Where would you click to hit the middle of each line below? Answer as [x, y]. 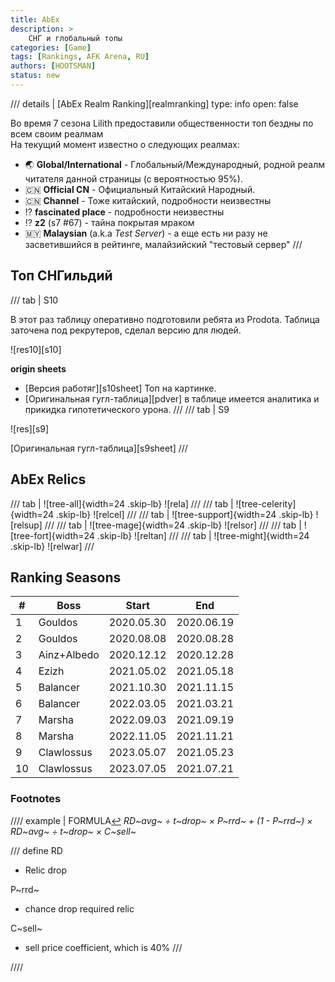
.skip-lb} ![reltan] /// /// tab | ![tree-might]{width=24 [203, 535]
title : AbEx [35, 19]
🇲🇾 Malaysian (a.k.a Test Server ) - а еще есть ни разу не [146, 233]
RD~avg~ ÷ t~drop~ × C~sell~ [73, 831]
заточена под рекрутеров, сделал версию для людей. [126, 330]
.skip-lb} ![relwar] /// [52, 546]
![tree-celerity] [266, 503]
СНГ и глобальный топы [75, 38]
